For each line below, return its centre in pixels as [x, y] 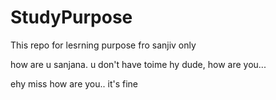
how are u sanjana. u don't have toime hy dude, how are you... [138, 64]
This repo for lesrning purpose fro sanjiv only [103, 45]
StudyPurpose [71, 17]
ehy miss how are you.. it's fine [74, 83]
